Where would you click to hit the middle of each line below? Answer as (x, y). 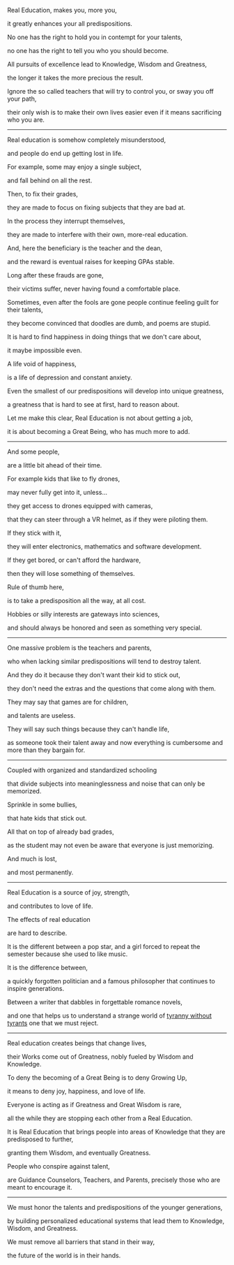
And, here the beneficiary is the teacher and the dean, (85, 248)
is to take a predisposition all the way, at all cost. (77, 601)
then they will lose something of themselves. (71, 573)
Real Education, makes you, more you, (62, 10)
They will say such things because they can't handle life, (88, 729)
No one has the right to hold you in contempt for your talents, (95, 37)
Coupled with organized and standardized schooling (82, 770)
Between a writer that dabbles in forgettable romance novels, (95, 1002)
